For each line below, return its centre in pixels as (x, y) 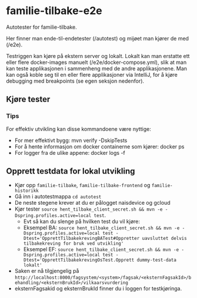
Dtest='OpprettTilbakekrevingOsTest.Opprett (79, 260)
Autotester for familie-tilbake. (42, 27)
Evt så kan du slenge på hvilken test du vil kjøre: (81, 222)
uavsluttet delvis (164, 239)
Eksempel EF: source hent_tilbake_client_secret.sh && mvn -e (101, 249)
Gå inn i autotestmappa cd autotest (58, 197)
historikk (27, 191)
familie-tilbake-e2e (54, 11)
